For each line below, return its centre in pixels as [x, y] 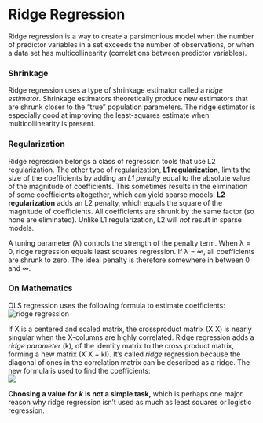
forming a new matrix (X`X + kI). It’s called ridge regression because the [124, 354]
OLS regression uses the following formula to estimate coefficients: [117, 305]
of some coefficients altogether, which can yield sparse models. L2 [117, 195]
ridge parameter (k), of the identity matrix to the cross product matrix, [121, 345]
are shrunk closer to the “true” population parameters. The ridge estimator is [132, 107]
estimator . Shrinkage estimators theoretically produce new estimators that [128, 99]
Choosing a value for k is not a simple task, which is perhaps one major [126, 393]
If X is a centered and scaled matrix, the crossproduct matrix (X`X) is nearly [130, 329]
